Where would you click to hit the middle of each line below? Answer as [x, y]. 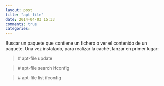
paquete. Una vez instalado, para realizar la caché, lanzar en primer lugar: [82, 49]
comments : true [21, 24]
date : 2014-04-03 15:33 [30, 19]
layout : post [19, 10]
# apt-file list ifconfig [39, 78]
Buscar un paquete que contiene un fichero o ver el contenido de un [76, 43]
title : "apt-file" [24, 15]
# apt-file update [35, 58]
